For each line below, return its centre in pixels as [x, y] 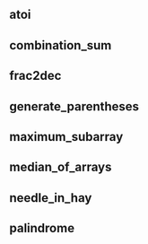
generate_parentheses [74, 106]
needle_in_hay [51, 198]
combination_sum [61, 45]
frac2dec [35, 76]
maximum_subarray [66, 137]
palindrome [42, 228]
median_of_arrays [61, 167]
